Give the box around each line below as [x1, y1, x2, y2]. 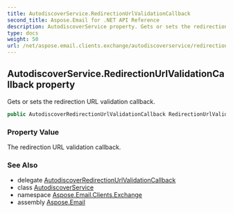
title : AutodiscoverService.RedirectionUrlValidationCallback [7, 10, 191, 17]
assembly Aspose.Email [17, 198, 85, 207]
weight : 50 [7, 36, 39, 43]
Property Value [7, 127, 60, 137]
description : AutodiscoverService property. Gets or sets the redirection [7, 23, 228, 30]
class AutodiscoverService [17, 183, 94, 191]
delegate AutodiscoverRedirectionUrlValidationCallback [17, 176, 176, 185]
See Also [7, 160, 38, 170]
